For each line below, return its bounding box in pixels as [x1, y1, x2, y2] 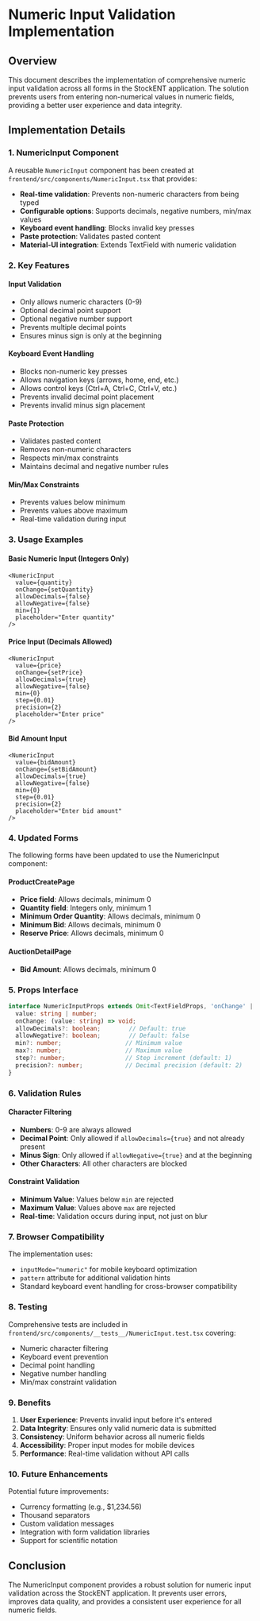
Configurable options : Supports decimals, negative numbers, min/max [19, 206, 252, 215]
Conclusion [8, 1559, 67, 1573]
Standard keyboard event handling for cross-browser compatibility [19, 1282, 238, 1291]
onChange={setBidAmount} [15, 765, 97, 773]
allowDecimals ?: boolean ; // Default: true [15, 1024, 186, 1032]
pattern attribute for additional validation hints [19, 1273, 170, 1282]
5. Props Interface [8, 984, 79, 995]
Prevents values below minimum [19, 497, 126, 507]
